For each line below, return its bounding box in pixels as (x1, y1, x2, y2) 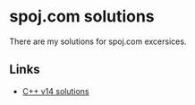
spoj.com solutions (9, 6, 155, 27)
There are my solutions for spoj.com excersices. (9, 36, 187, 47)
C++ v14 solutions (21, 85, 89, 96)
